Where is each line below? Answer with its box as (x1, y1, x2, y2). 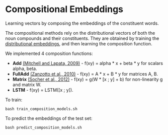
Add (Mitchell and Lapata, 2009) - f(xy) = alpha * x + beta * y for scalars (12, 60, 163, 66)
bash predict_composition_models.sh (5, 125, 82, 130)
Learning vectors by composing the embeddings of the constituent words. (5, 20, 159, 26)
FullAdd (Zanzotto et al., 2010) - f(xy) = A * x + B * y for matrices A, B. (12, 71, 158, 77)
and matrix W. (12, 82, 42, 88)
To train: (5, 97, 23, 103)
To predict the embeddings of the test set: (5, 115, 93, 121)
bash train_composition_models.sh (5, 106, 78, 111)
